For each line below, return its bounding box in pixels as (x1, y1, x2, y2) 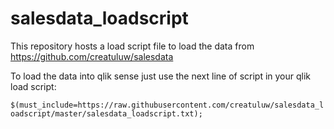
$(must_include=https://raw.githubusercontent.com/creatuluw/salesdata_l (10, 100, 325, 110)
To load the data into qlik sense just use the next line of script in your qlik (10, 70, 312, 82)
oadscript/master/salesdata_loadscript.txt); (10, 108, 203, 119)
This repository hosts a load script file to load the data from (10, 40, 255, 52)
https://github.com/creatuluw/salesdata (10, 50, 174, 62)
